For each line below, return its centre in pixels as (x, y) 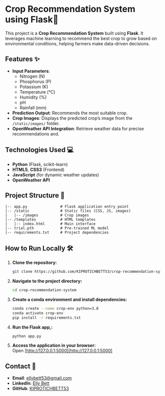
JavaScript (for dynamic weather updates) (56, 175)
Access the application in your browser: (54, 345)
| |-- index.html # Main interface (50, 224)
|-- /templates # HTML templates (50, 220)
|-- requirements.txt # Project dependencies (57, 232)
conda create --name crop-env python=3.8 (55, 308)
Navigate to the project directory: (47, 281)
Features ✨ (22, 59)
